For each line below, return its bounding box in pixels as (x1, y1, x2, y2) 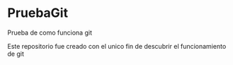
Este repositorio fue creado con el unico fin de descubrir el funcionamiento (7, 42, 227, 50)
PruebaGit (7, 5, 69, 21)
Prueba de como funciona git (7, 28, 92, 37)
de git (7, 49, 25, 58)
